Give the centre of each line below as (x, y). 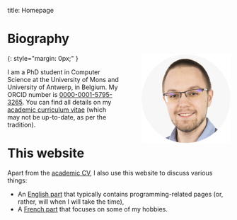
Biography (38, 39)
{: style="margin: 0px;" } (43, 58)
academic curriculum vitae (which (57, 110)
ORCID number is (33, 94)
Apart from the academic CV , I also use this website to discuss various (110, 173)
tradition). (22, 125)
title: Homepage (31, 10)
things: (17, 180)
